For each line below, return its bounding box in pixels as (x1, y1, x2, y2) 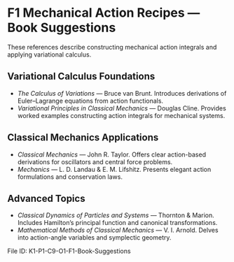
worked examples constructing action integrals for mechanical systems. (17, 111, 226, 119)
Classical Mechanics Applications (7, 131, 159, 144)
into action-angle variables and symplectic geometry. (17, 233, 172, 242)
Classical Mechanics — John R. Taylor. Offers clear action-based (17, 150, 207, 159)
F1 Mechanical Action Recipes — (7, 5, 200, 21)
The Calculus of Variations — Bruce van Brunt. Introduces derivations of (17, 89, 227, 97)
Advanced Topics (7, 192, 85, 204)
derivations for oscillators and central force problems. (17, 157, 173, 166)
